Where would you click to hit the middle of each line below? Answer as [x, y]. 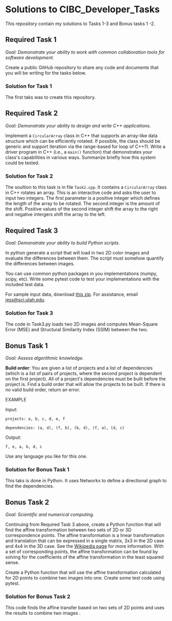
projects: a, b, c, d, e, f [35, 419]
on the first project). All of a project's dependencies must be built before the [86, 379]
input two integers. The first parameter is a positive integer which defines [83, 198]
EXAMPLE [16, 400]
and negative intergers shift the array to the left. [56, 215]
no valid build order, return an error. [43, 390]
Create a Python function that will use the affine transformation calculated [83, 572]
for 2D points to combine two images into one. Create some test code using [85, 578]
